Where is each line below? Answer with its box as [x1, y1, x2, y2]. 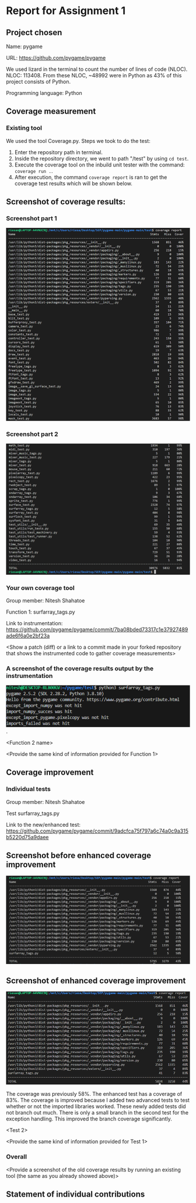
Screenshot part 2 [6, 430, 58, 438]
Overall [6, 1153, 27, 1161]
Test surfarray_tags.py [6, 810, 60, 817]
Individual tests [6, 785, 51, 793]
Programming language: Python [6, 90, 83, 96]
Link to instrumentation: [6, 619, 63, 626]
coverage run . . [14, 167, 54, 174]
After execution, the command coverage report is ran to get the [14, 173, 167, 180]
